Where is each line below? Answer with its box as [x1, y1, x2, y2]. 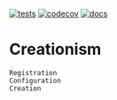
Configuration [9, 76, 62, 85]
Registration [9, 68, 58, 77]
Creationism [9, 40, 102, 59]
